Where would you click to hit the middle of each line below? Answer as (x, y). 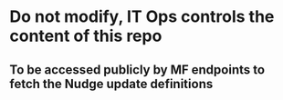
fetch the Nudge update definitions (111, 84)
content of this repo (86, 36)
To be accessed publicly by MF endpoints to (137, 70)
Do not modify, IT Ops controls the (142, 17)
